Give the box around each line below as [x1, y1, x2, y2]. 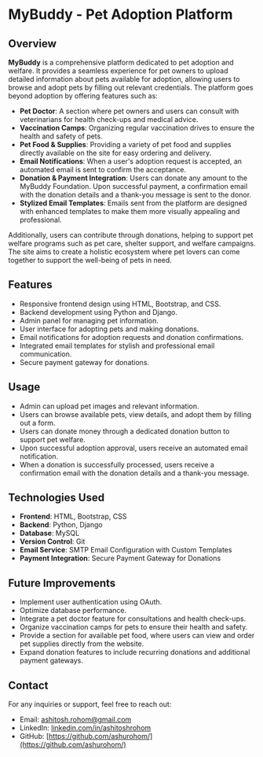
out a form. [19, 418, 56, 427]
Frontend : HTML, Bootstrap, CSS [19, 511, 127, 521]
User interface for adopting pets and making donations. [19, 324, 199, 334]
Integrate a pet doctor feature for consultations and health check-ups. [19, 614, 247, 623]
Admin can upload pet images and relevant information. [19, 401, 199, 411]
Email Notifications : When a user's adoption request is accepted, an [19, 157, 242, 166]
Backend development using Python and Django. [19, 307, 178, 316]
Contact [8, 678, 49, 692]
